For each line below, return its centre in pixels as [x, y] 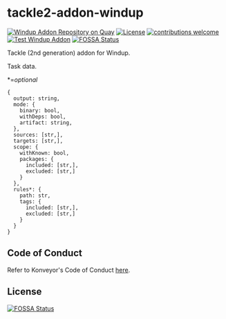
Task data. [22, 66]
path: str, [35, 196]
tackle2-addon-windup [75, 13]
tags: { [30, 201]
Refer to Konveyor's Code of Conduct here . [69, 270]
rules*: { [27, 189]
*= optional [22, 79]
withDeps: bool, [43, 117]
